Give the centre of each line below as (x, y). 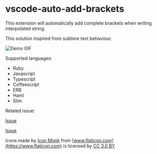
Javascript (24, 73)
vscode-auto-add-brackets (65, 9)
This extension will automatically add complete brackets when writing (78, 23)
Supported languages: (29, 58)
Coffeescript (26, 84)
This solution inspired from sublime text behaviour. (59, 38)
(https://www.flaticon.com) (34, 146)
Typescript (24, 79)
